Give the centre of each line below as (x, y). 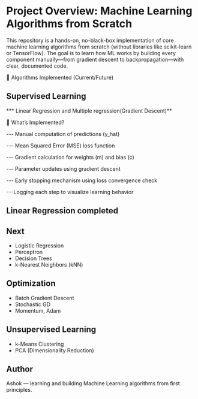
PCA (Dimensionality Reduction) (54, 350)
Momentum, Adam (38, 310)
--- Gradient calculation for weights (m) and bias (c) (70, 157)
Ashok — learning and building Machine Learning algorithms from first (93, 383)
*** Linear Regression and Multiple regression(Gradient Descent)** (89, 111)
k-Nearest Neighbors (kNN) (49, 264)
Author (19, 369)
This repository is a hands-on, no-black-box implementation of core (90, 40)
